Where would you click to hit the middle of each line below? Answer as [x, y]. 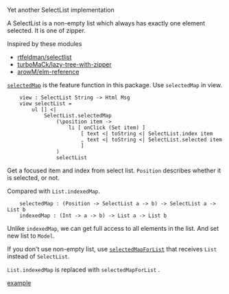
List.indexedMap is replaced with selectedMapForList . [84, 270]
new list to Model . [31, 236]
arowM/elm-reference [48, 72]
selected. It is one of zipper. [46, 31]
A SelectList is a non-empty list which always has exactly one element [106, 23]
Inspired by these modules [45, 44]
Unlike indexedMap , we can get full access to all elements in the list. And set [113, 228]
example [19, 283]
